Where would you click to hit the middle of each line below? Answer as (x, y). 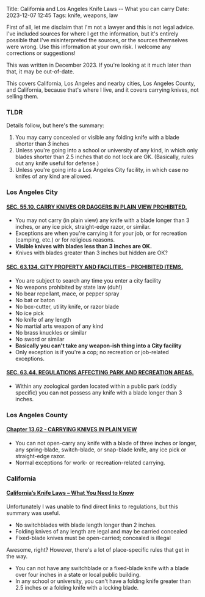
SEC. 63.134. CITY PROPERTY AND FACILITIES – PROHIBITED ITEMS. (95, 267)
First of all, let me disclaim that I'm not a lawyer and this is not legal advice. (101, 27)
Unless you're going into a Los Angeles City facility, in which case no (102, 170)
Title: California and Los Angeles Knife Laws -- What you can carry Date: (98, 9)
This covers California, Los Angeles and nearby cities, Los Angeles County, (101, 83)
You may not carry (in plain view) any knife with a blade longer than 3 (102, 220)
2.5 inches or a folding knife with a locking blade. (77, 588)
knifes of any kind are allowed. (54, 176)
